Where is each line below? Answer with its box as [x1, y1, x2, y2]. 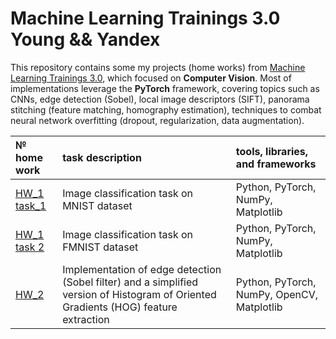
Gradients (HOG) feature [62, 300, 178, 314]
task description [62, 150, 142, 164]
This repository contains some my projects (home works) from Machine [10, 61, 306, 73]
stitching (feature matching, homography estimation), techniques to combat [10, 103, 322, 116]
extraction [62, 312, 110, 326]
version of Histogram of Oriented [62, 287, 217, 301]
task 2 [15, 240, 45, 254]
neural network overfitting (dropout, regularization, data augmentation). [10, 114, 305, 126]
